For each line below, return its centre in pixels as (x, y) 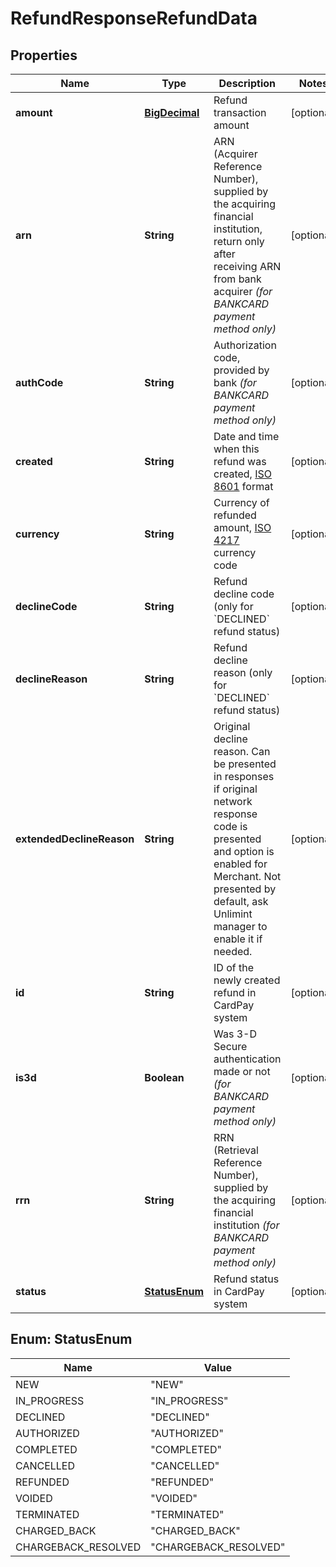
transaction (240, 112)
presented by (245, 889)
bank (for (235, 382)
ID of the (234, 967)
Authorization (245, 345)
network (233, 801)
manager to (240, 926)
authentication (247, 1059)
